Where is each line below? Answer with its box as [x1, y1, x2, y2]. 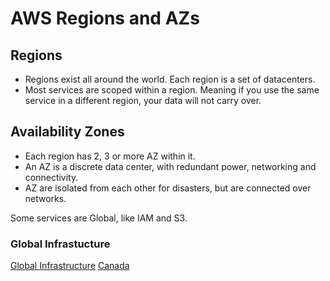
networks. [24, 192, 67, 204]
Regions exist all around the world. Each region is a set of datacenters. [24, 73, 316, 85]
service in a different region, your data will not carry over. [24, 95, 262, 106]
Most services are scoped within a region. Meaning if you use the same [24, 84, 320, 96]
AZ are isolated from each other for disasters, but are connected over [24, 182, 312, 194]
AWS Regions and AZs [10, 7, 200, 30]
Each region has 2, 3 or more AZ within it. [24, 150, 196, 162]
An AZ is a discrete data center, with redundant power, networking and [24, 160, 317, 172]
